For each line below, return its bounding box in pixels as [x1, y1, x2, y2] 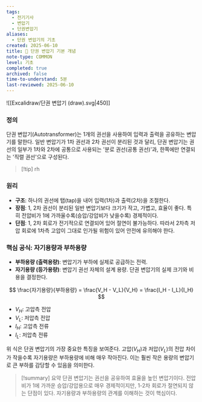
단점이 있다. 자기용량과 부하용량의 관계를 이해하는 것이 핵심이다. [27, 389, 177, 397]
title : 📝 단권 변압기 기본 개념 [6, 48, 77, 54]
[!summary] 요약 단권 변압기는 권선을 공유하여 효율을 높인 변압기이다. [21, 374, 185, 381]
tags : [6, 8, 20, 15]
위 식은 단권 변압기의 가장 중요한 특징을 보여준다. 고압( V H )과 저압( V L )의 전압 [6, 345, 185, 354]
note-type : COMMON [6, 54, 52, 60]
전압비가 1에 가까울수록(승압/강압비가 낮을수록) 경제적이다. [21, 212, 159, 219]
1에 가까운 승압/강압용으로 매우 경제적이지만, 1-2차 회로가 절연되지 [32, 381, 188, 389]
